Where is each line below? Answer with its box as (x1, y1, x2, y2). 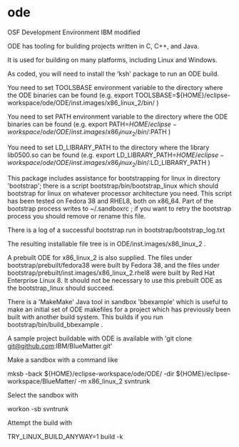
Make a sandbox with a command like (7, 355, 118, 364)
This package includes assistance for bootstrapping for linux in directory (7, 174, 221, 182)
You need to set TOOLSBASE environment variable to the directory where (7, 83, 223, 91)
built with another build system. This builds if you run (7, 312, 163, 321)
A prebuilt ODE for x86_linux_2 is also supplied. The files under (7, 253, 193, 261)
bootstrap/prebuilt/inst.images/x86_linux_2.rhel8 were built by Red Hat (7, 268, 215, 277)
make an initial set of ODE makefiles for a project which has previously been (7, 305, 231, 313)
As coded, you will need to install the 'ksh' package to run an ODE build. (7, 69, 220, 78)
